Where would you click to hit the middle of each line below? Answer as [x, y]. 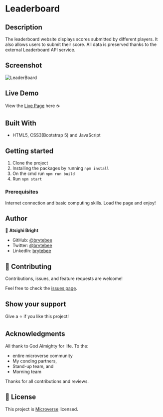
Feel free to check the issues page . [41, 288]
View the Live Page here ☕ [33, 105]
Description [24, 27]
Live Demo [22, 93]
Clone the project [30, 163]
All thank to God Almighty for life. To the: [47, 346]
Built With [21, 123]
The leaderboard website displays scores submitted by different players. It [81, 39]
